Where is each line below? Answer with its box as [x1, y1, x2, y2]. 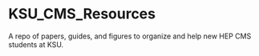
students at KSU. [8, 39, 64, 49]
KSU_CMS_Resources [8, 5, 156, 23]
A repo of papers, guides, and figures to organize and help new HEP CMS [8, 31, 252, 41]
